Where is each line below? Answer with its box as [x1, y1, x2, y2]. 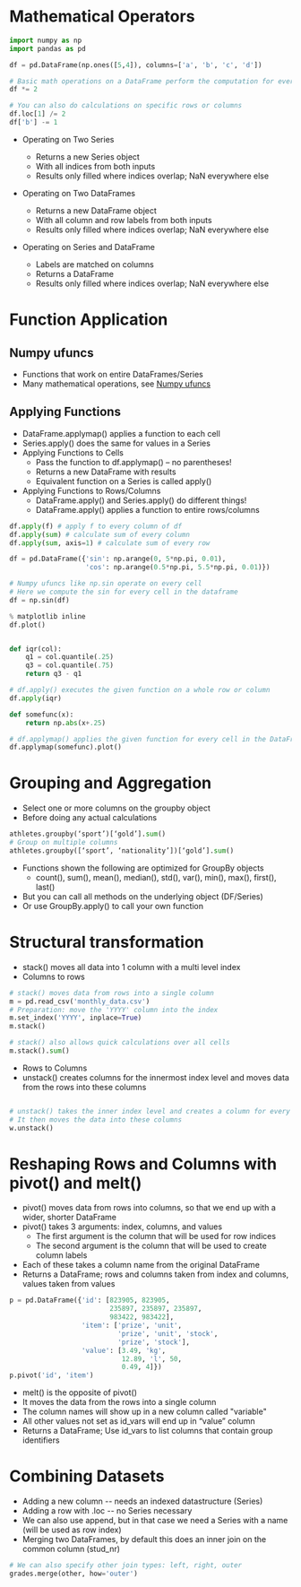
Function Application [9, 309, 168, 330]
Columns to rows [21, 971, 85, 982]
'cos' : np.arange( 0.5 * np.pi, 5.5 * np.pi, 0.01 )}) [85, 563, 271, 572]
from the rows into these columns [21, 1081, 147, 1092]
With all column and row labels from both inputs [35, 214, 212, 225]
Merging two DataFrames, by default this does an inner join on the [21, 1534, 267, 1545]
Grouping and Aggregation [9, 773, 212, 793]
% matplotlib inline [9, 611, 87, 620]
